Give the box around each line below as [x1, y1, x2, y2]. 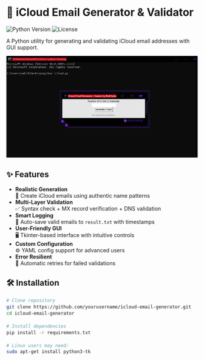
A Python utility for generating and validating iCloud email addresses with [6, 37, 190, 44]
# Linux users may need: [6, 342, 69, 348]
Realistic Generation [15, 185, 68, 193]
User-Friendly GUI [15, 224, 62, 232]
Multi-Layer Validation [15, 198, 73, 206]
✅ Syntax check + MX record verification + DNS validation [15, 204, 161, 212]
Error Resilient [15, 253, 52, 260]
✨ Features [6, 169, 49, 180]
